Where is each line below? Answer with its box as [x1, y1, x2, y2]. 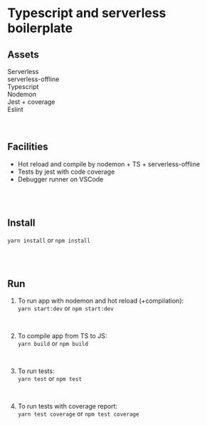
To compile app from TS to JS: [17, 332, 107, 340]
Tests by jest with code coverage [17, 167, 115, 176]
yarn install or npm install [7, 236, 91, 244]
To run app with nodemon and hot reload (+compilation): [17, 297, 184, 305]
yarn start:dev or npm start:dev [17, 304, 114, 313]
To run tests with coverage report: [17, 402, 118, 411]
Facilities [7, 141, 48, 153]
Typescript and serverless [7, 5, 166, 21]
